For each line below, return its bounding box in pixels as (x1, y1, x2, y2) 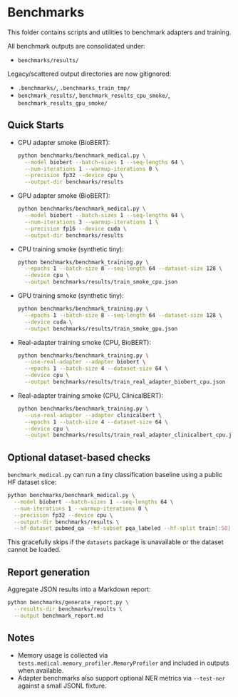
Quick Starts (7, 119, 64, 131)
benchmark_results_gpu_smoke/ (17, 99, 108, 107)
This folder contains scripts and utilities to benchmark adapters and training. (7, 28, 232, 36)
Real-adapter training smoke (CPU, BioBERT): (17, 338, 152, 346)
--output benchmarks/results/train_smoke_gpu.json (24, 325, 178, 332)
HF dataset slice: (7, 478, 57, 486)
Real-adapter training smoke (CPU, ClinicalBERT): (17, 391, 164, 400)
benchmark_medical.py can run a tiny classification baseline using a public (7, 471, 223, 479)
